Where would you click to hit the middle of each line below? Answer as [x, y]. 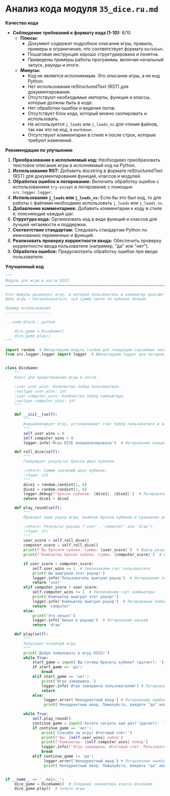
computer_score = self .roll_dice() [61, 545]
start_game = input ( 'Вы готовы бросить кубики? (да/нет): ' [97, 662]
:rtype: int [36, 475]
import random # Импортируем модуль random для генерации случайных [80, 350]
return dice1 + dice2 [46, 499]
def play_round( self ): [38, 508]
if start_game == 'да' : [57, 667]
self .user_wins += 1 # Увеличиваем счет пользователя [91, 568]
